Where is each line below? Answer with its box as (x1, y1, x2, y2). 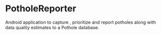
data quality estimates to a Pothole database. (5, 24, 100, 30)
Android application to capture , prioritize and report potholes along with (5, 19, 156, 25)
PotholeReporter (5, 3, 76, 14)
